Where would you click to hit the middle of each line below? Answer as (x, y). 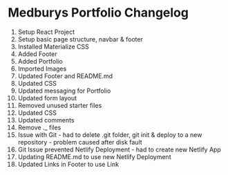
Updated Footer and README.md (65, 76)
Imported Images (42, 68)
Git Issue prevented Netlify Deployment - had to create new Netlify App (120, 149)
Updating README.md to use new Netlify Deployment (94, 156)
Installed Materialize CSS (53, 46)
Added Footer (37, 54)
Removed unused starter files (60, 105)
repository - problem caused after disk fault (80, 142)
